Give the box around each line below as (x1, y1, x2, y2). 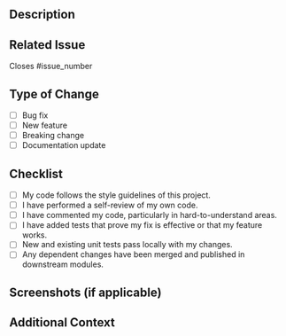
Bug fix (21, 110, 49, 121)
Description (9, 7, 75, 22)
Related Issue (9, 37, 86, 52)
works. (21, 230, 47, 240)
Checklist (9, 166, 64, 181)
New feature (21, 120, 68, 131)
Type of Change (9, 86, 99, 101)
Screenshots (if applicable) (9, 285, 162, 300)
